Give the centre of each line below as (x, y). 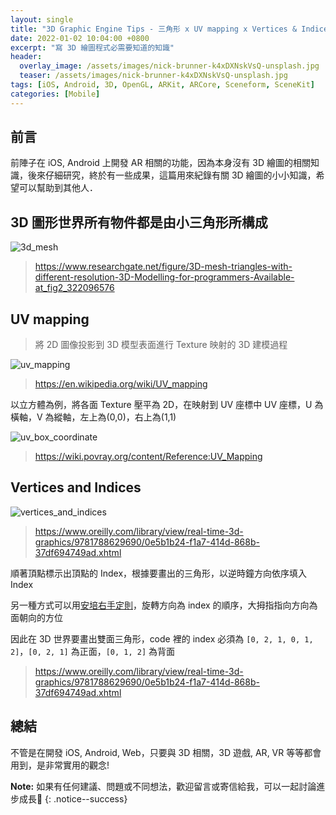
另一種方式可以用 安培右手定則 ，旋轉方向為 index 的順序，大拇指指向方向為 (164, 605)
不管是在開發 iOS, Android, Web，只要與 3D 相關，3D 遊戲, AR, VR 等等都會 (166, 752)
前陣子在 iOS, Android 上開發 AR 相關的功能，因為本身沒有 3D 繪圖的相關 (160, 163)
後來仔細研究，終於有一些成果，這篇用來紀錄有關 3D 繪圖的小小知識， (172, 175)
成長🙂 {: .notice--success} (73, 798)
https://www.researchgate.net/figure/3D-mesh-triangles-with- (163, 267)
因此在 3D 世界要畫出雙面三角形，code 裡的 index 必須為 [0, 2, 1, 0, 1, (162, 638)
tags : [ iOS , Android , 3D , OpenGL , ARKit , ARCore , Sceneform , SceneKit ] (163, 85)
